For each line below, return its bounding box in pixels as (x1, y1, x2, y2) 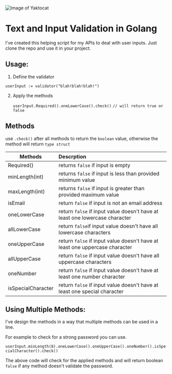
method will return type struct (5, 141, 71, 147)
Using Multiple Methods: (5, 305, 86, 314)
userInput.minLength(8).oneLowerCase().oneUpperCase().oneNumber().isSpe (5, 344, 166, 349)
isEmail (8, 199, 25, 206)
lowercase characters (58, 228, 111, 236)
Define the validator (12, 73, 55, 79)
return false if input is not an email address (58, 199, 163, 206)
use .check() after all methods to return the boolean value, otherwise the (5, 135, 158, 141)
